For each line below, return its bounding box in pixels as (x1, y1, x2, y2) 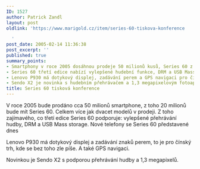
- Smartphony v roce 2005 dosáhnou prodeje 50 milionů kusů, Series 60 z (6, 63, 193, 69)
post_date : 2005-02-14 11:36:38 (6, 42, 86, 47)
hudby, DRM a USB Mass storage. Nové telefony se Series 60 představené (6, 121, 189, 127)
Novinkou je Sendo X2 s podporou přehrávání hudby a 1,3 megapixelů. (6, 157, 179, 163)
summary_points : (6, 58, 46, 64)
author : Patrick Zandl (6, 14, 62, 20)
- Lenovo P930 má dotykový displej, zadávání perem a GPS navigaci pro (6, 75, 187, 81)
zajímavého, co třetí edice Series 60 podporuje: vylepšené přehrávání (6, 114, 177, 122)
